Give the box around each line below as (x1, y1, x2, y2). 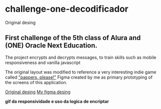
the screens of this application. (5, 79, 68, 85)
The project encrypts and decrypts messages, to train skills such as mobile (5, 54, 157, 60)
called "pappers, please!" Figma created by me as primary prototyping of (5, 74, 153, 80)
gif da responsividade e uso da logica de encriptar (5, 98, 109, 104)
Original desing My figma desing (5, 89, 71, 95)
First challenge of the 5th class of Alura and (5, 34, 141, 42)
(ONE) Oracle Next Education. (5, 42, 98, 50)
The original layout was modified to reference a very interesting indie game (5, 69, 157, 75)
